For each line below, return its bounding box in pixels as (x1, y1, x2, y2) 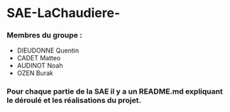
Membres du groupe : (6, 30, 82, 40)
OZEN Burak (16, 69, 54, 77)
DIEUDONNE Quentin (16, 46, 80, 55)
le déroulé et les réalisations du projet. (6, 96, 141, 106)
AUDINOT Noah (16, 62, 63, 70)
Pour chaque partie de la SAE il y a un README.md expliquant (6, 86, 223, 96)
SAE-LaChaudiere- (6, 5, 121, 21)
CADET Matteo (16, 54, 61, 62)
